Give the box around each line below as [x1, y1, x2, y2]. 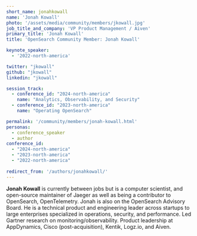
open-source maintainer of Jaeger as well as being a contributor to [6, 191, 171, 198]
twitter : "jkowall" [6, 63, 55, 69]
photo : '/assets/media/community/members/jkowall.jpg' [6, 20, 146, 26]
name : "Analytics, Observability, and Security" [17, 97, 140, 103]
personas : [6, 124, 31, 130]
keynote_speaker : [6, 47, 50, 54]
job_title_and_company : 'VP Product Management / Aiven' [6, 25, 151, 32]
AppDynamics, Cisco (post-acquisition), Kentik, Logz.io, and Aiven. [6, 223, 171, 230]
